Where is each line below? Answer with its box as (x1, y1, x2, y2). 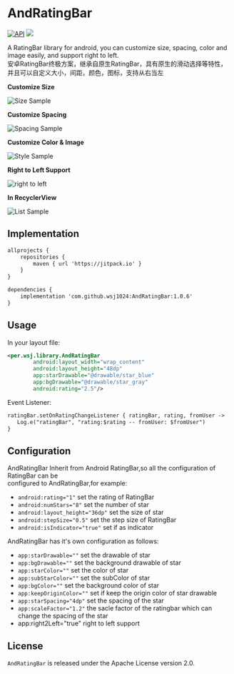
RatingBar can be (7, 471, 58, 480)
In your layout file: (7, 338, 61, 347)
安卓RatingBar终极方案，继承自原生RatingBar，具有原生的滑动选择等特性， (7, 59, 227, 68)
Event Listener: (7, 398, 51, 406)
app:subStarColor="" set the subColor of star (17, 573, 151, 583)
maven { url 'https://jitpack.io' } (33, 260, 142, 267)
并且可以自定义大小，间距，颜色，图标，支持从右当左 (7, 68, 164, 76)
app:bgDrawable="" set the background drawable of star (17, 558, 182, 567)
